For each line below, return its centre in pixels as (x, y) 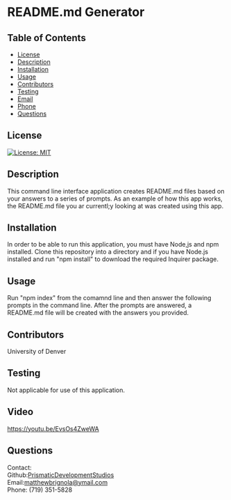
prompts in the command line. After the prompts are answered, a (100, 305)
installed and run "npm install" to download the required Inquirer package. (113, 259)
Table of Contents (47, 38)
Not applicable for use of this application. (66, 390)
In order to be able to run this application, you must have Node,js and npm (113, 244)
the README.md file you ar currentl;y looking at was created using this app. (115, 205)
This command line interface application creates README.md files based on (116, 191)
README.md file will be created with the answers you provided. (98, 313)
